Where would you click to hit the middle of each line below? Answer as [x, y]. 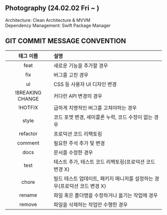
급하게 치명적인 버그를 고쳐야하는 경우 [95, 108]
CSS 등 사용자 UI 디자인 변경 [85, 84]
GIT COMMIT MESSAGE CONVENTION [66, 41]
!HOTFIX [28, 107]
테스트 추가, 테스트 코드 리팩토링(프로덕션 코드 [104, 162]
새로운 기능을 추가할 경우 [81, 66]
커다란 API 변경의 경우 [78, 96]
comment [28, 143]
